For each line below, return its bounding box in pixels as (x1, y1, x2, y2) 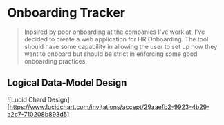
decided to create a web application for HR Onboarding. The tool (24, 35, 209, 43)
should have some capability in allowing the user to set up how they (24, 42, 218, 50)
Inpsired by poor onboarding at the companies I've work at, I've (24, 28, 205, 36)
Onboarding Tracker (7, 5, 126, 21)
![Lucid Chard (7, 95, 46, 104)
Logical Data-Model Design (7, 77, 127, 89)
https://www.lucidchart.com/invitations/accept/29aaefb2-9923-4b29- (9, 102, 210, 111)
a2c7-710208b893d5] (7, 110, 70, 118)
